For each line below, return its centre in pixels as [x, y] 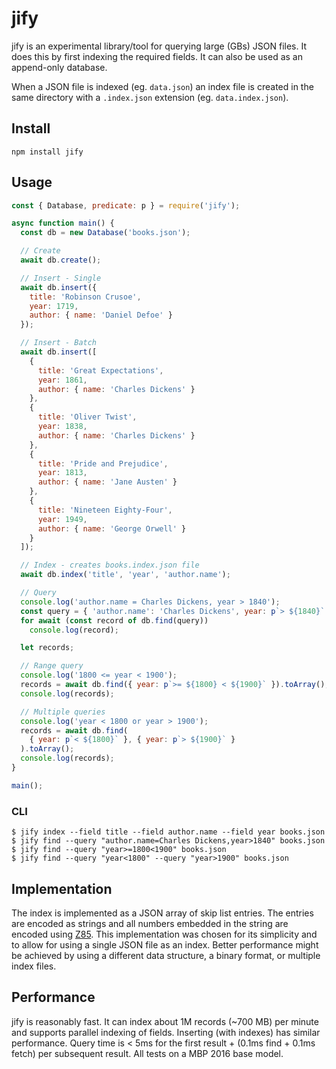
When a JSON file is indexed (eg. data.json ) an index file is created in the [162, 86]
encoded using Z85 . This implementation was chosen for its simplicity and [164, 934]
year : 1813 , [62, 473]
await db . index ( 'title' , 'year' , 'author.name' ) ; [125, 575]
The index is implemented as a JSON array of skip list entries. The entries [162, 913]
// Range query [52, 666]
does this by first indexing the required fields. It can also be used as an [157, 56]
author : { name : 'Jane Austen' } [107, 482]
